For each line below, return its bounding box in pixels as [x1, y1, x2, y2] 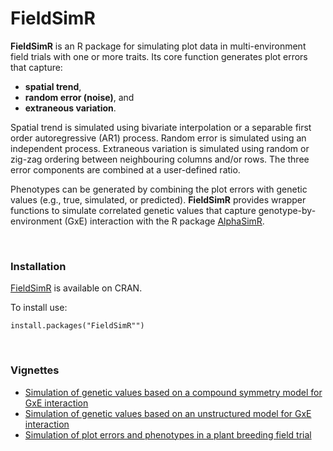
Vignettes [10, 363, 60, 377]
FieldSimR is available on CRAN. [10, 282, 143, 294]
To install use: [10, 302, 68, 314]
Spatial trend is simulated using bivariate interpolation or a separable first [10, 121, 312, 133]
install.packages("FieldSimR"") [10, 321, 145, 331]
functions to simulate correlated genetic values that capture [10, 204, 257, 216]
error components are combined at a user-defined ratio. [10, 163, 241, 176]
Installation [10, 259, 67, 273]
